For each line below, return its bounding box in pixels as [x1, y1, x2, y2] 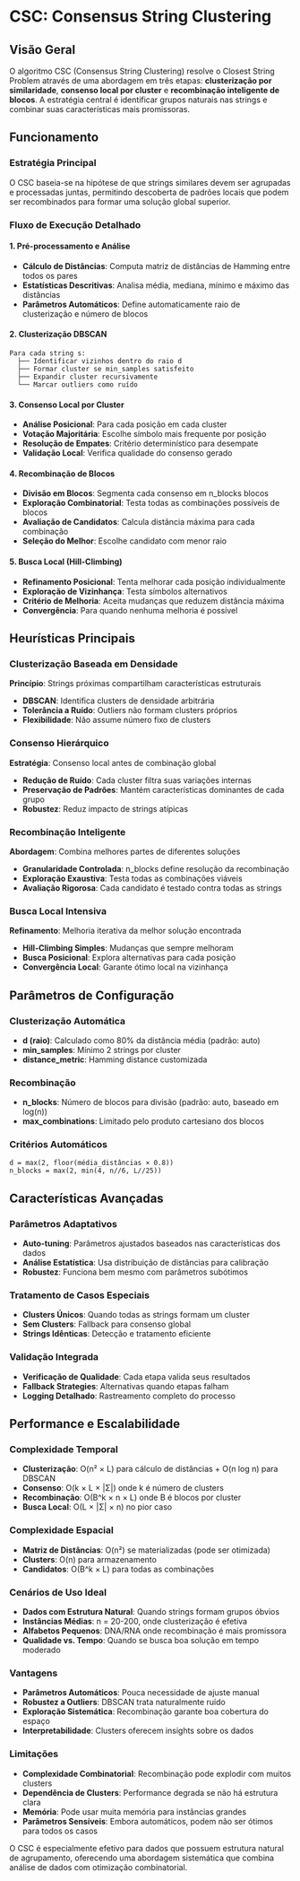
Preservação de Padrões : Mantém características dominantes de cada [21, 784, 285, 795]
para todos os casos [21, 1825, 99, 1836]
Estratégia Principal [9, 157, 97, 170]
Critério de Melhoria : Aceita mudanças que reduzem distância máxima [21, 595, 285, 606]
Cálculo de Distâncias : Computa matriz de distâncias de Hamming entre [21, 260, 291, 271]
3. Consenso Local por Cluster [9, 399, 124, 410]
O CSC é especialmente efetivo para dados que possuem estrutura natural [9, 1842, 285, 1853]
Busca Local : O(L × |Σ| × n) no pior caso [21, 1502, 173, 1512]
